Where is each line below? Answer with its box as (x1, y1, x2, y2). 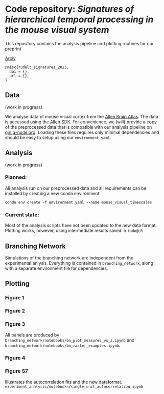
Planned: (5, 174, 27, 181)
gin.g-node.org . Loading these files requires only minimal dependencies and (5, 129, 159, 135)
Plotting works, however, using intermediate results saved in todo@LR (5, 227, 143, 234)
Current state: (5, 211, 39, 218)
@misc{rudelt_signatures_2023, (5, 65, 69, 70)
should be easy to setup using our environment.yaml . (5, 134, 112, 141)
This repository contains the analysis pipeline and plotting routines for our (5, 40, 154, 46)
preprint (5, 46, 21, 52)
